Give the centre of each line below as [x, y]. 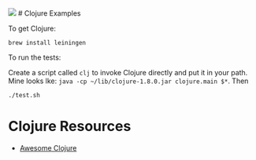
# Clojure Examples [49, 13]
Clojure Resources [70, 127]
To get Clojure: [32, 28]
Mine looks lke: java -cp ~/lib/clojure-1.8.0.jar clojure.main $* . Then [128, 81]
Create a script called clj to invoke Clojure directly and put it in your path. [128, 73]
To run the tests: [35, 57]
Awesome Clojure [48, 147]
